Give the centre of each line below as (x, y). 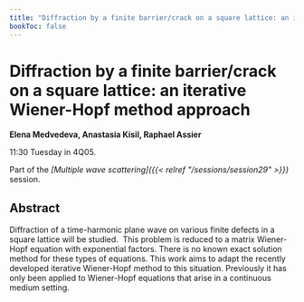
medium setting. (39, 287)
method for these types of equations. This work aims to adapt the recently (148, 258)
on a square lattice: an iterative (128, 90)
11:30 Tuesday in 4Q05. (53, 152)
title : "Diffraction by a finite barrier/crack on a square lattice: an (149, 18)
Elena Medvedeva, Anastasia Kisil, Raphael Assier (105, 135)
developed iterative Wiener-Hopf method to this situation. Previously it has (148, 268)
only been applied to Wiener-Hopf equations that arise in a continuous (140, 278)
